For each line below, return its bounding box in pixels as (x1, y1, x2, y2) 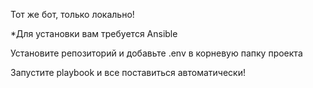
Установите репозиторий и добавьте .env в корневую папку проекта (10, 47, 303, 59)
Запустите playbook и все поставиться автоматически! (10, 67, 246, 78)
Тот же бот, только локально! (10, 9, 135, 20)
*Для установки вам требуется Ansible (10, 28, 178, 39)
